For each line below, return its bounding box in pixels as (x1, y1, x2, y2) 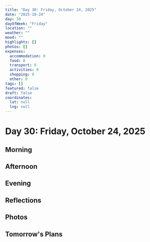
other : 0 (9, 77, 28, 81)
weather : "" (5, 30, 30, 35)
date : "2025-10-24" (5, 12, 46, 17)
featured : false (5, 85, 39, 91)
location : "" (5, 26, 32, 31)
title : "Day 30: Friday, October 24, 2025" (5, 7, 97, 12)
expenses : (5, 49, 26, 54)
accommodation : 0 (9, 53, 46, 59)
